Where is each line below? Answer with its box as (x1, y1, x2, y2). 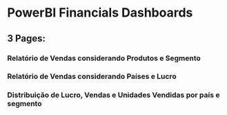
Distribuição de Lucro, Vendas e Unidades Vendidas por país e (7, 90, 220, 100)
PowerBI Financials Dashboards (7, 5, 193, 21)
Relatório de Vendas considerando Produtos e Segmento (7, 53, 201, 63)
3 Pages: (7, 33, 46, 44)
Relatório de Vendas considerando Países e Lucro (7, 71, 177, 81)
